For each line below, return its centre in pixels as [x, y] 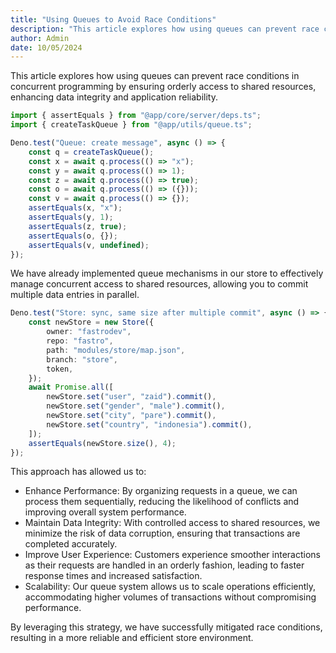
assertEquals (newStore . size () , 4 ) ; [102, 443]
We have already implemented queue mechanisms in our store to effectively [167, 273]
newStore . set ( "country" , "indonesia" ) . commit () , [149, 424]
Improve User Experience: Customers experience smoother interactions [172, 555]
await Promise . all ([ [71, 387]
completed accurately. [71, 544]
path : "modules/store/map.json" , [116, 350]
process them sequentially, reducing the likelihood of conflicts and [162, 502]
